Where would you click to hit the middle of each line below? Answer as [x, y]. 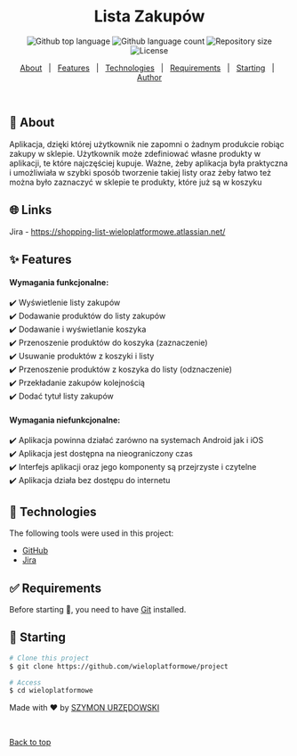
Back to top [30, 743]
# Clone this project [49, 658]
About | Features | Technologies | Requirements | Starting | [147, 68]
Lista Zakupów [149, 16]
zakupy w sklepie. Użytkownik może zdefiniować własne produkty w [135, 153]
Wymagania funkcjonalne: [59, 282]
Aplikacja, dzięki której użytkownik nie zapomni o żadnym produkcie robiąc [147, 144]
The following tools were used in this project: [92, 533]
